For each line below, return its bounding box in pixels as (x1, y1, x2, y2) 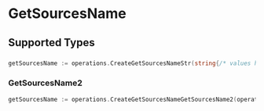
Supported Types (8, 36, 96, 49)
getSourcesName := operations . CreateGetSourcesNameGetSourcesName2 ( (8, 95, 237, 103)
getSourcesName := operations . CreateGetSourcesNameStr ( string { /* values (8, 59, 251, 67)
